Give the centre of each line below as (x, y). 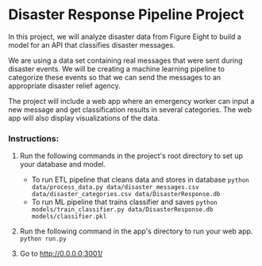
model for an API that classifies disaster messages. (92, 44)
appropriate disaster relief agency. (64, 86)
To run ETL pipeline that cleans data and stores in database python (141, 179)
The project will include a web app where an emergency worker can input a (131, 101)
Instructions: (34, 138)
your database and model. (62, 164)
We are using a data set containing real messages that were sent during (126, 60)
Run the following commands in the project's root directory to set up (131, 156)
